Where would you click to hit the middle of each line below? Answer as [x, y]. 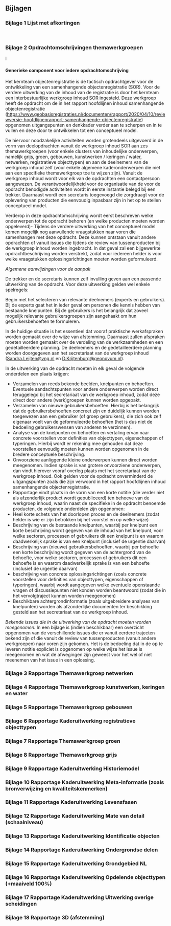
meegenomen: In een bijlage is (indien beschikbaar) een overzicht [75, 627]
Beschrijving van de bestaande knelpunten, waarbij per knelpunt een [85, 525]
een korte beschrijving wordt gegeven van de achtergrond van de [82, 553]
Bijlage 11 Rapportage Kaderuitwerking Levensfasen [71, 802]
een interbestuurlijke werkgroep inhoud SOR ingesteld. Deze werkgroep [81, 98]
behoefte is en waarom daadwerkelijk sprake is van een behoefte [81, 563]
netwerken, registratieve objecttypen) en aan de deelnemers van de [77, 162]
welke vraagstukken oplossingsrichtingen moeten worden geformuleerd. [82, 259]
